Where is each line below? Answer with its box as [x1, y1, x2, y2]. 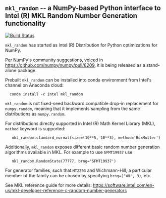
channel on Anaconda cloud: [5, 82, 64, 88]
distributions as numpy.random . [5, 111, 66, 117]
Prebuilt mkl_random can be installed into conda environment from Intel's [5, 77, 152, 83]
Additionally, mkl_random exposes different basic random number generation [5, 144, 160, 150]
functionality [5, 19, 46, 28]
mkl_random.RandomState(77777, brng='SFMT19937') [11, 158, 116, 163]
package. [17, 67, 37, 73]
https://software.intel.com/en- [93, 182, 155, 188]
